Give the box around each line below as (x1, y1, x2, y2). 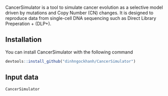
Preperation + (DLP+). (5, 20, 52, 27)
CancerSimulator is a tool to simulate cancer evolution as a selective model (5, 5, 163, 10)
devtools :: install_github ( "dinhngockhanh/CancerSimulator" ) (5, 59, 136, 64)
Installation (5, 35, 42, 44)
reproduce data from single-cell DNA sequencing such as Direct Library (5, 15, 157, 21)
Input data (5, 73, 39, 82)
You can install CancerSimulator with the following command (5, 49, 133, 55)
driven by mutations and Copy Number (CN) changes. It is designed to (5, 10, 154, 16)
